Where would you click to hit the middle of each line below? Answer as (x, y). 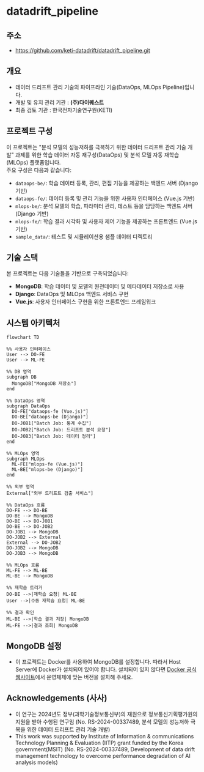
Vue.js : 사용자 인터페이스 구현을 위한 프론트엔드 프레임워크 (86, 302)
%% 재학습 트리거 (24, 588)
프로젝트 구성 (30, 131)
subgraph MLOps (26, 459)
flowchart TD (23, 338)
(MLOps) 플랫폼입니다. (34, 162)
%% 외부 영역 (20, 487)
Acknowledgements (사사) (57, 698)
